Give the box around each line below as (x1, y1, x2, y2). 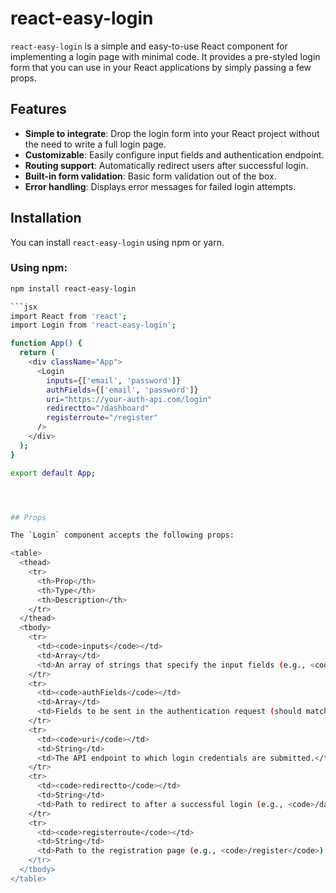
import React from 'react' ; (10, 311, 128, 321)
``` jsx (10, 302, 38, 312)
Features (10, 101, 67, 118)
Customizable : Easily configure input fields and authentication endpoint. (24, 148, 325, 161)
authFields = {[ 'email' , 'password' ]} (46, 385, 199, 395)
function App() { (10, 338, 83, 349)
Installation (10, 210, 82, 227)
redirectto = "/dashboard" (46, 403, 150, 414)
